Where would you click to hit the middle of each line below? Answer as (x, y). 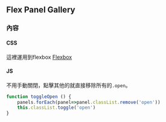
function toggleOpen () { (39, 96)
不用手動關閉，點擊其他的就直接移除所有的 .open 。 (69, 85)
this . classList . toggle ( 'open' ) (56, 108)
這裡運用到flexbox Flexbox (39, 57)
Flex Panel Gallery (41, 10)
